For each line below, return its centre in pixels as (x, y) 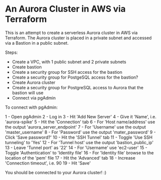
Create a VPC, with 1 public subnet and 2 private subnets (69, 62)
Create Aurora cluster (34, 82)
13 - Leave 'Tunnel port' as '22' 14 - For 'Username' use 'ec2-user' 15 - (76, 147)
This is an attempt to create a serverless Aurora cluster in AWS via (71, 33)
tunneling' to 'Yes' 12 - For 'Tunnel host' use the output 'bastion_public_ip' (79, 142)
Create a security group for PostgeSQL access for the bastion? (75, 77)
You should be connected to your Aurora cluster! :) (56, 172)
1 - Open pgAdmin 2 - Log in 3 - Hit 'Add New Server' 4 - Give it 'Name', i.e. (81, 116)
